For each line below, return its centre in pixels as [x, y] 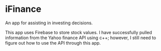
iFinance [23, 9]
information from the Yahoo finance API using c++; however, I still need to [81, 38]
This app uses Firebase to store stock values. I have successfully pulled [79, 32]
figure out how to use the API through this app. [53, 43]
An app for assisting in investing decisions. [49, 23]
